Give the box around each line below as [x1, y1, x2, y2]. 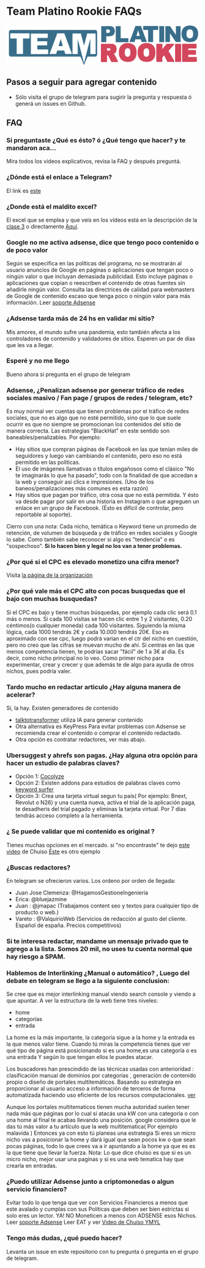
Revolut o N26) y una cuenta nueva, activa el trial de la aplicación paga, [15, 799, 196, 806]
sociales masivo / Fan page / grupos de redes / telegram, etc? [6, 393, 193, 402]
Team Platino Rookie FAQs [6, 4, 142, 18]
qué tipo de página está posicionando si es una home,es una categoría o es [6, 1047, 197, 1054]
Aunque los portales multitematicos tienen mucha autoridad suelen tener [6, 1103, 190, 1111]
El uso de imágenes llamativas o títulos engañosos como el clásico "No [15, 465, 195, 472]
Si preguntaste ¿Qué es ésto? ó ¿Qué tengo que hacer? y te [6, 136, 186, 144]
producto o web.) [15, 908, 59, 916]
